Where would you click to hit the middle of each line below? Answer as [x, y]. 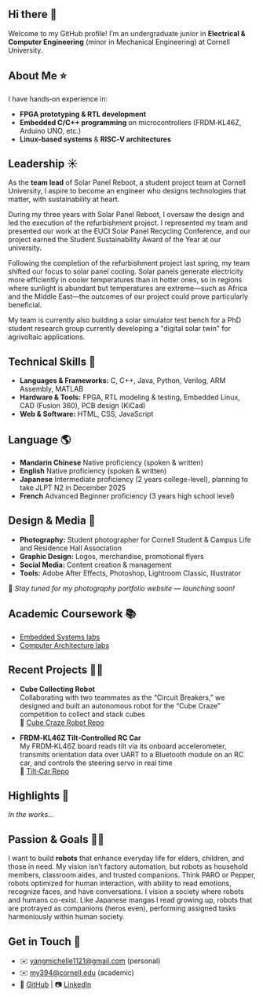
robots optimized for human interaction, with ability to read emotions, [120, 883]
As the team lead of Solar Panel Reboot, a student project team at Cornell [127, 182]
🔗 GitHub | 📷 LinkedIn [55, 984]
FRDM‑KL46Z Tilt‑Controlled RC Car [80, 738]
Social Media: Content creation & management [95, 565]
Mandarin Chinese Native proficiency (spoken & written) [111, 463]
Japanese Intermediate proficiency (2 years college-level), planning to [134, 480]
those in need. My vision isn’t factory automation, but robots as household [128, 866]
